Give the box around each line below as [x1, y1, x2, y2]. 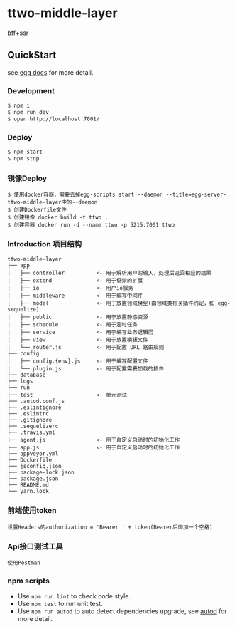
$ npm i [7, 102, 31, 110]
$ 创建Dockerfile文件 [7, 207, 67, 214]
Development [7, 85, 55, 95]
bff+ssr [7, 28, 29, 37]
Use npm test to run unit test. [17, 600, 103, 608]
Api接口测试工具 [7, 541, 64, 551]
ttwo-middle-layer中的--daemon [7, 199, 98, 206]
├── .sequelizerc [7, 422, 59, 430]
